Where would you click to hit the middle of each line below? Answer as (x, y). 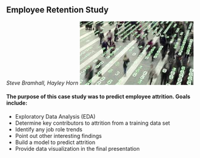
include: (17, 103)
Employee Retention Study (58, 10)
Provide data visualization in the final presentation (77, 149)
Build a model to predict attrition (55, 142)
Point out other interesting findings (58, 136)
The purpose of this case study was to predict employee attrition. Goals (98, 97)
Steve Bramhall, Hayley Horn (42, 83)
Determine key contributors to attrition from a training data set (92, 123)
